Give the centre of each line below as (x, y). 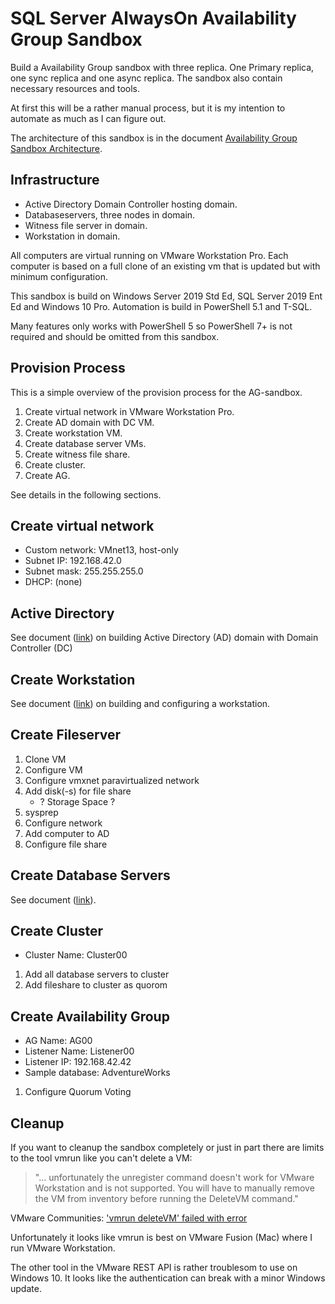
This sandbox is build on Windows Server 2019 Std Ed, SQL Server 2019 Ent (166, 296)
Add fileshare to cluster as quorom (96, 985)
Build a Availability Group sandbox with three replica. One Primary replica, (162, 67)
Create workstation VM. (73, 433)
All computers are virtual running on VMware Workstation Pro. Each (149, 255)
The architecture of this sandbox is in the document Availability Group (154, 138)
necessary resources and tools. (75, 88)
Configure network (63, 823)
